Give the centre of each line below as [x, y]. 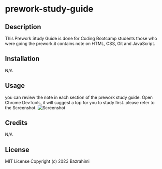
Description [23, 27]
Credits [16, 123]
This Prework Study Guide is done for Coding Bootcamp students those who [81, 38]
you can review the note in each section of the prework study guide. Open [79, 97]
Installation [22, 59]
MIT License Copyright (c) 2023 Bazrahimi [47, 161]
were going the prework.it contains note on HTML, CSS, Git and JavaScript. [80, 44]
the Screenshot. [21, 108]
